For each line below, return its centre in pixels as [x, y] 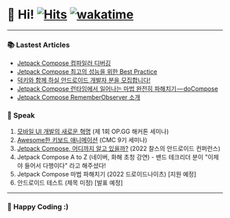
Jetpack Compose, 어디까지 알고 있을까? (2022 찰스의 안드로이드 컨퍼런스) [119, 148]
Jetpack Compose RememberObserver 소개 [78, 97]
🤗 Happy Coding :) [38, 207]
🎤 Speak [21, 115]
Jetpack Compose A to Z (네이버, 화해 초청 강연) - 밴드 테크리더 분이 [110, 156]
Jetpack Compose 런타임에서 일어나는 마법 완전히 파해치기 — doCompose [117, 89]
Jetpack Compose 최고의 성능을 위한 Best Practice [87, 72]
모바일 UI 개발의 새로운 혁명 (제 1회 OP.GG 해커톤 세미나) [93, 131]
